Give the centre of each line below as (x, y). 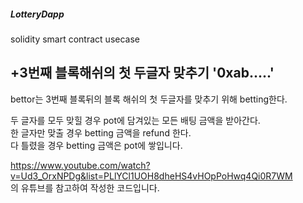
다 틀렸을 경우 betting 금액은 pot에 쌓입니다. (96, 145)
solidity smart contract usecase (75, 39)
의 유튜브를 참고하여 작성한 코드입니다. (85, 187)
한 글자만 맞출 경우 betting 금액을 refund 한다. (101, 132)
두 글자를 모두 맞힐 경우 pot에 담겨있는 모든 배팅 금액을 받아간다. (135, 120)
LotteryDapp (37, 14)
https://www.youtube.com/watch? (80, 165)
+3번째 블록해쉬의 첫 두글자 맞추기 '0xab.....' (142, 73)
